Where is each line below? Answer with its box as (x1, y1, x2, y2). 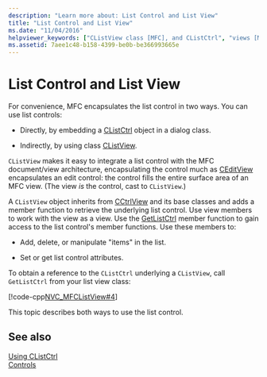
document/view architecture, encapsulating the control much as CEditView (8, 164, 253, 175)
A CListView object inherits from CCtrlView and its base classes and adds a (8, 197, 255, 206)
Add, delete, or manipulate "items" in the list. (19, 237, 167, 247)
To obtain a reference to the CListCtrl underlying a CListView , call (8, 268, 226, 278)
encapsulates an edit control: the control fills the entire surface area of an (8, 173, 249, 183)
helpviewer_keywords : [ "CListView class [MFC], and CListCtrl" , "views (8, 33, 250, 42)
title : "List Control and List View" (8, 19, 133, 27)
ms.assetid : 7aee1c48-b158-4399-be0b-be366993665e (8, 41, 180, 49)
